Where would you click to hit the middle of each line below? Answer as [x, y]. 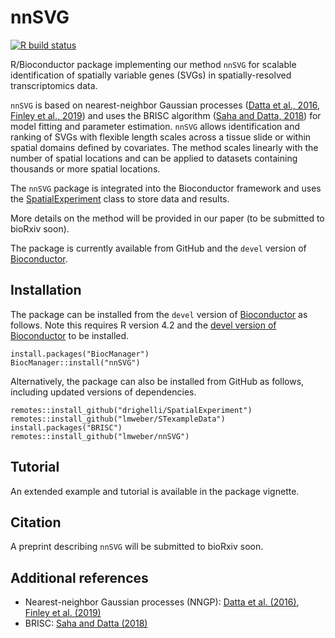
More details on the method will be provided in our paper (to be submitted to [167, 218]
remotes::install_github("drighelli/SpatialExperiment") [131, 410]
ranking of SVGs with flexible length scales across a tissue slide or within [161, 137]
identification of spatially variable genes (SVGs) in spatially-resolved [151, 75]
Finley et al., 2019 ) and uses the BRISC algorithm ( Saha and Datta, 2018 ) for [166, 115]
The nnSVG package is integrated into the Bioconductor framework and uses [166, 188]
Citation [36, 522]
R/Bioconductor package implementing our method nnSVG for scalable [153, 64]
